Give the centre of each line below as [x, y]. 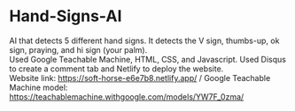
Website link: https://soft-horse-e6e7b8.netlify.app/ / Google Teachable [140, 78]
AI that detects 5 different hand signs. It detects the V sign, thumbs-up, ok [144, 41]
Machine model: [39, 87]
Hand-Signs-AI [66, 16]
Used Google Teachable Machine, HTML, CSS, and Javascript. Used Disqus [147, 59]
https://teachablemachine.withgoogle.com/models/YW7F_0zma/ [127, 96]
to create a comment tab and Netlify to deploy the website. [116, 69]
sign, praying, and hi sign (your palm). [78, 49]
